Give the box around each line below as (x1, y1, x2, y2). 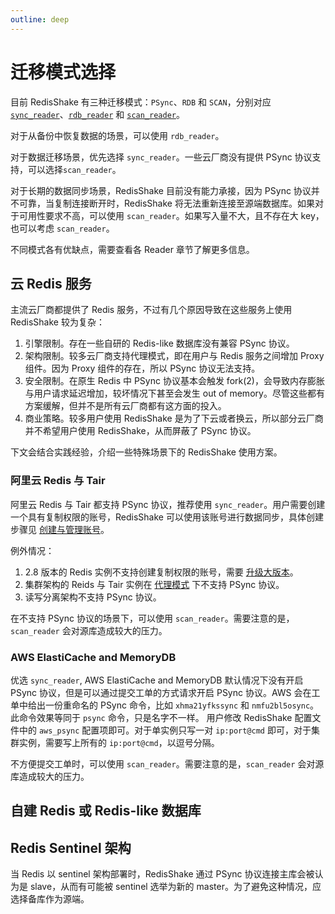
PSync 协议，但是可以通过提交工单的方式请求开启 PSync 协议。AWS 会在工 (10, 686, 321, 698)
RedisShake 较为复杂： (10, 316, 105, 328)
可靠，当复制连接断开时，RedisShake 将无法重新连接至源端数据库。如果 (18, 197, 315, 209)
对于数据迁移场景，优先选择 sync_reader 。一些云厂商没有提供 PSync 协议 (10, 151, 313, 163)
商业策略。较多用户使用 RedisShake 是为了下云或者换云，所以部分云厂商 (24, 412, 324, 425)
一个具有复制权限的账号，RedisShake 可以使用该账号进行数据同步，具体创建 (10, 511, 324, 523)
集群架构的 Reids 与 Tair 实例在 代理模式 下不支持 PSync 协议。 (24, 578, 285, 590)
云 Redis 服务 (10, 275, 92, 292)
